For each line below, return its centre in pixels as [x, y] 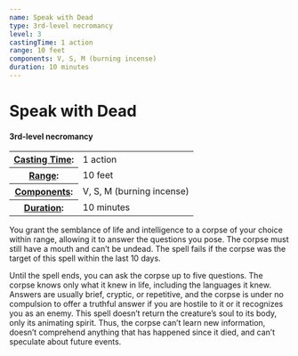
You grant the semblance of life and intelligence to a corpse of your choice [146, 230]
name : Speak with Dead [51, 17]
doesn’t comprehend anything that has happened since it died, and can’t [142, 332]
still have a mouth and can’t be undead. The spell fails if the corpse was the [148, 249]
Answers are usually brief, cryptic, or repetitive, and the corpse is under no [147, 295]
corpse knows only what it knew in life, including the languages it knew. [140, 285]
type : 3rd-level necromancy [61, 26]
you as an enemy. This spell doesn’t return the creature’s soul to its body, [143, 313]
